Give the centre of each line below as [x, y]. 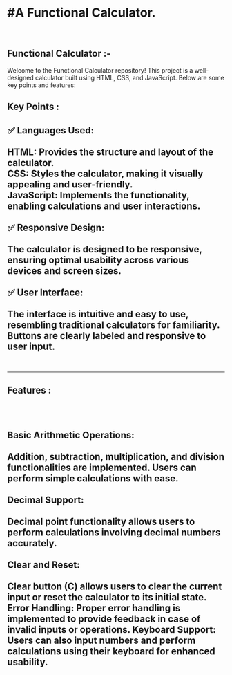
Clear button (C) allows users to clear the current [115, 587]
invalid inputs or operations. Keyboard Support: [112, 630]
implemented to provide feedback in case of [104, 619]
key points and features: [41, 85]
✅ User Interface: [45, 292]
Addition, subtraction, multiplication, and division [116, 457]
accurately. [32, 543]
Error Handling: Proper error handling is [94, 608]
